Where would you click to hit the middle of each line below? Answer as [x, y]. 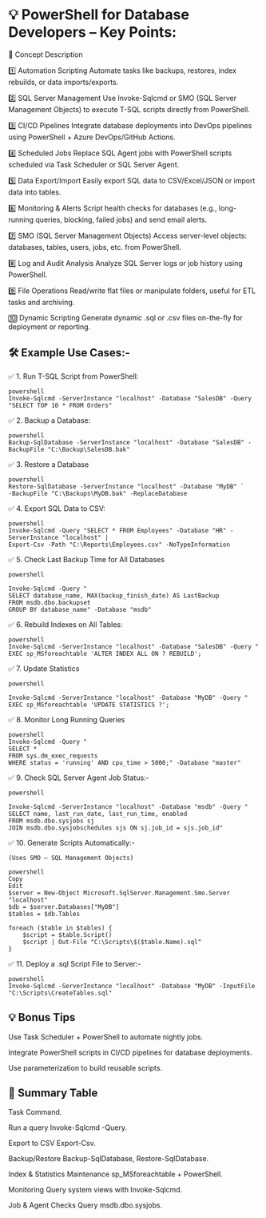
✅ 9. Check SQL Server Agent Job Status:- [79, 778]
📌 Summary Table [53, 1093]
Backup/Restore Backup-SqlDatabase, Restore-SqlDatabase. [109, 1159]
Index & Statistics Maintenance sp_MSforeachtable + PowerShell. [116, 1174]
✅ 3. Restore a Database [49, 464]
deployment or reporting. [50, 327]
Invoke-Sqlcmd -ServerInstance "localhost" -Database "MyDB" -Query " [128, 697]
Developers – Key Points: [93, 32]
